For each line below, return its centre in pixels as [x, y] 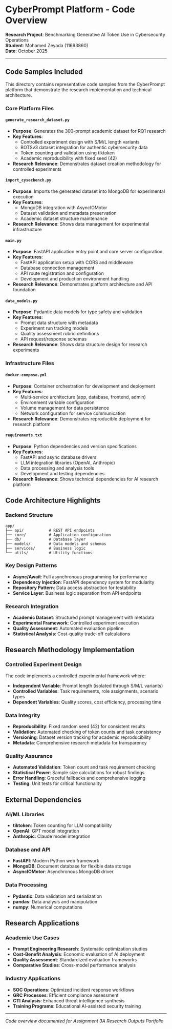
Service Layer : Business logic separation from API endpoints [77, 593]
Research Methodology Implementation [70, 650]
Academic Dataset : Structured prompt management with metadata [83, 618]
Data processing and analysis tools [57, 468]
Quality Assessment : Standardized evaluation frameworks [75, 960]
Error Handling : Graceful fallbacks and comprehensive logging [79, 778]
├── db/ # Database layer [46, 539]
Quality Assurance [29, 756]
